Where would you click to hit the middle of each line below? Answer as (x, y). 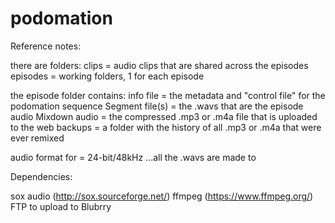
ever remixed (37, 138)
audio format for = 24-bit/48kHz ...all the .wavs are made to (133, 157)
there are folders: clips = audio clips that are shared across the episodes (159, 65)
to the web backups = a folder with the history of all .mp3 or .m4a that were (166, 127)
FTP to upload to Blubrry (61, 206)
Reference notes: (46, 46)
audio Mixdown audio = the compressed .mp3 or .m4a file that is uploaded (164, 116)
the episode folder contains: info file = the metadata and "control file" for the (168, 95)
